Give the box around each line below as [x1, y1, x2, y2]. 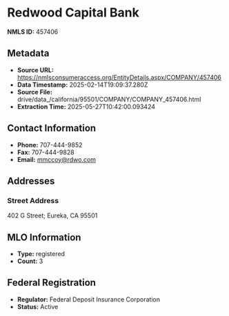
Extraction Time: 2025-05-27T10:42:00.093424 [17, 102, 156, 111]
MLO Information [7, 231, 81, 243]
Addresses [7, 175, 55, 187]
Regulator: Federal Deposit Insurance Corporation [17, 295, 161, 304]
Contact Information [7, 123, 97, 134]
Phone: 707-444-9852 [17, 140, 83, 149]
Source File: [17, 87, 53, 96]
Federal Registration [7, 277, 97, 288]
